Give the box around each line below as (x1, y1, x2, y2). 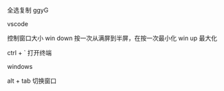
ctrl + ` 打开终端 (7, 49, 52, 57)
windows (7, 63, 33, 70)
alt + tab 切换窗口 (7, 77, 57, 85)
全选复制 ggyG (7, 6, 49, 14)
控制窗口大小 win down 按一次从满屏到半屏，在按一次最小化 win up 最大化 (7, 34, 218, 42)
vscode (7, 20, 29, 28)
